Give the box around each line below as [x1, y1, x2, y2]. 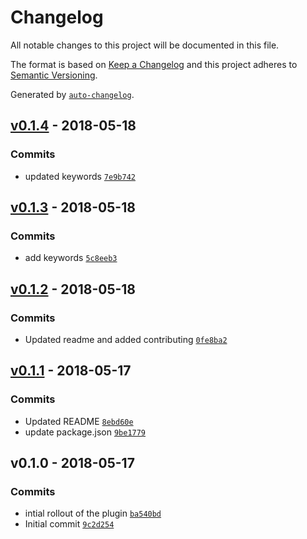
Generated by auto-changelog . [10, 88, 135, 100]
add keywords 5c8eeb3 [24, 252, 118, 264]
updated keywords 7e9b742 [24, 170, 136, 182]
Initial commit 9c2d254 [24, 518, 115, 530]
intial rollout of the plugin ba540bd [24, 507, 162, 520]
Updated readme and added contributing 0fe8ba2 [24, 334, 228, 345]
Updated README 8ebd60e [24, 415, 134, 427]
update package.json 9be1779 [24, 426, 147, 438]
